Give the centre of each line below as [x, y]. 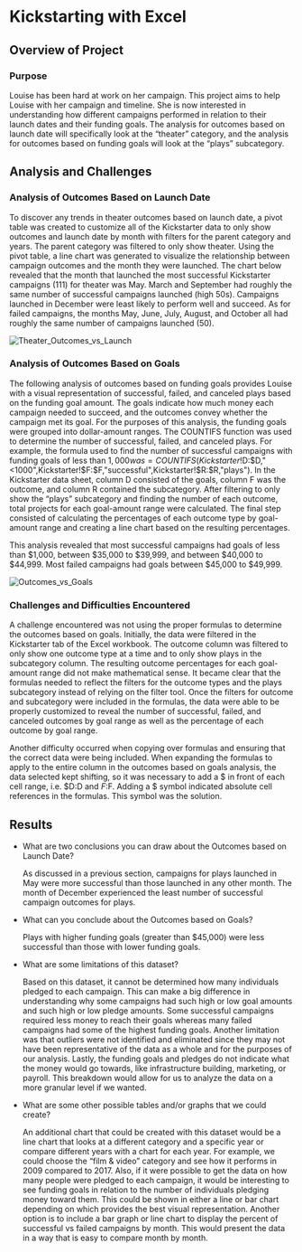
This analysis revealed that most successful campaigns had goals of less [145, 545]
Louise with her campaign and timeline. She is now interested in [128, 105]
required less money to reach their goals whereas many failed [137, 1020]
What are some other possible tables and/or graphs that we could [144, 1105]
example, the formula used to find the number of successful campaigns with [151, 450]
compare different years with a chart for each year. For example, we [148, 1151]
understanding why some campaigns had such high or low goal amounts [157, 1001]
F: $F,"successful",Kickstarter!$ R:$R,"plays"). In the [180, 470]
